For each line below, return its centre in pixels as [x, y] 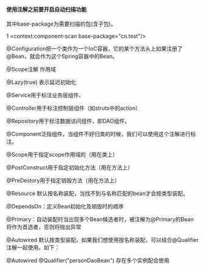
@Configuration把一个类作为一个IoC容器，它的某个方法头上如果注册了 [95, 49]
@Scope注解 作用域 [31, 69]
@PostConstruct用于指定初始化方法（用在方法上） [70, 168]
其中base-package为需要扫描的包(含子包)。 [61, 24]
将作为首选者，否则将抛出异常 [44, 227]
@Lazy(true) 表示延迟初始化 [41, 82]
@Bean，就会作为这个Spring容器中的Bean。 [62, 56]
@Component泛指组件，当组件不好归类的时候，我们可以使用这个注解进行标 [101, 134]
